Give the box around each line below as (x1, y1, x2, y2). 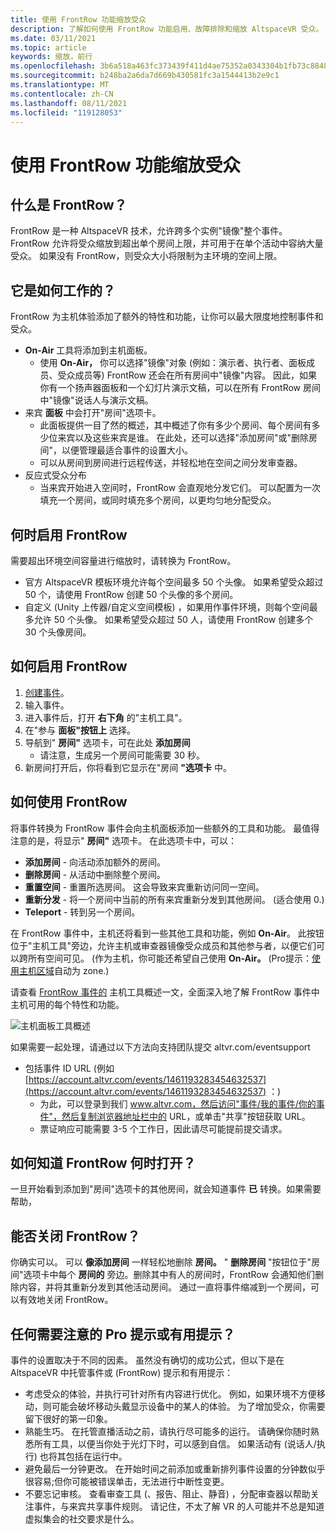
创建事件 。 (24, 686, 70, 698)
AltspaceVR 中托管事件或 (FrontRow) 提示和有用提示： (10, 1367, 234, 1379)
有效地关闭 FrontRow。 (18, 1294, 114, 1306)
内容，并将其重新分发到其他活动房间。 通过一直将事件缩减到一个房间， (18, 1281, 311, 1293)
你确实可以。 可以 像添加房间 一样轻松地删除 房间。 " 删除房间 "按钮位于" (10, 1256, 312, 1268)
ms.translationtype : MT (10, 80, 110, 90)
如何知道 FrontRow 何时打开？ (10, 1155, 197, 1172)
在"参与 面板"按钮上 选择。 (24, 724, 136, 736)
